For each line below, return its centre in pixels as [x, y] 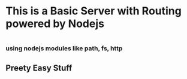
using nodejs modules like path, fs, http [64, 48]
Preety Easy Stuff [39, 68]
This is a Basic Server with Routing [94, 11]
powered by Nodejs [55, 24]
